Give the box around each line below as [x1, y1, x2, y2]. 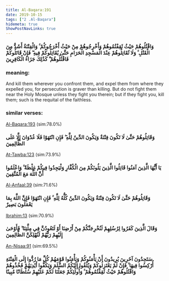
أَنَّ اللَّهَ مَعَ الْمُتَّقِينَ [6, 170, 44, 177]
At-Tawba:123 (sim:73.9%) [6, 151, 61, 157]
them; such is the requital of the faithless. [6, 97, 93, 103]
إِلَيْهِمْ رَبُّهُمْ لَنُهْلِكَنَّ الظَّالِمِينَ [6, 231, 63, 238]
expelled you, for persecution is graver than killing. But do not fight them [6, 86, 157, 92]
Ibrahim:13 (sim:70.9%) [6, 212, 54, 218]
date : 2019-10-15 [6, 12, 43, 17]
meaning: [6, 69, 30, 76]
